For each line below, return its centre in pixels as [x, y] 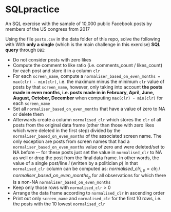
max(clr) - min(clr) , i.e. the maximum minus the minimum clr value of [89, 81]
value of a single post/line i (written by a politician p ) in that [75, 163]
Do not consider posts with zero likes [52, 59]
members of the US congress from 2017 [47, 29]
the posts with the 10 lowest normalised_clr [59, 204]
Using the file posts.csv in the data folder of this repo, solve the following [83, 39]
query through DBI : [26, 50]
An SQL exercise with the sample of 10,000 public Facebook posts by [79, 24]
